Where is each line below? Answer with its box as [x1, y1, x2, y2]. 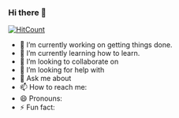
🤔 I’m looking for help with [19, 65, 105, 75]
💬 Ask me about [19, 74, 72, 83]
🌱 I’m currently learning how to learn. [19, 49, 140, 58]
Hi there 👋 [8, 7, 47, 18]
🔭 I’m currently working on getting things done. [19, 40, 173, 50]
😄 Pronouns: [19, 94, 63, 103]
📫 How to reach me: [19, 83, 88, 92]
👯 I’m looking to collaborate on [19, 57, 119, 66]
